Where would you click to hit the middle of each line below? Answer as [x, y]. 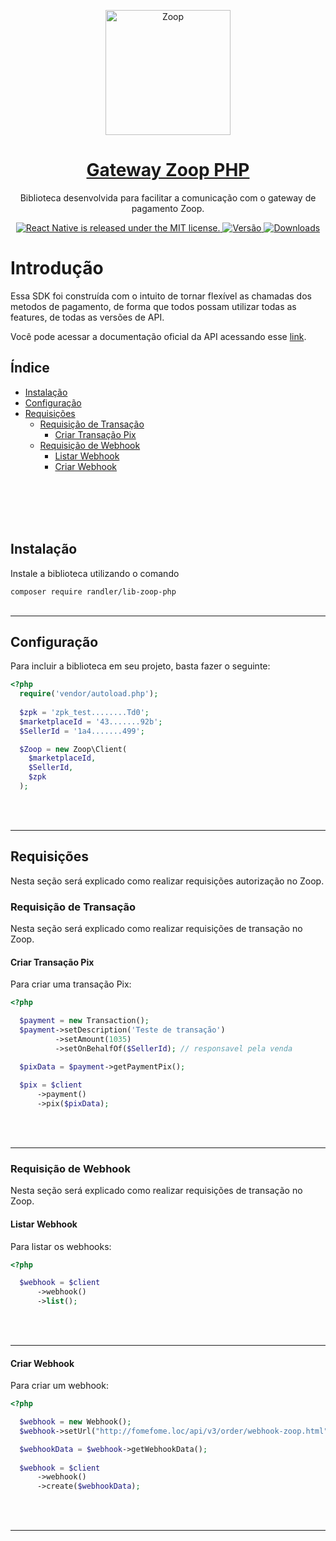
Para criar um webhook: [59, 1386]
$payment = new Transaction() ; [84, 1021]
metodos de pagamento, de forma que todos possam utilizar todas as [153, 306]
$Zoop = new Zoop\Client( [73, 749]
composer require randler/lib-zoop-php [93, 591]
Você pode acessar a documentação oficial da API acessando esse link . [158, 336]
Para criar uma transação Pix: [71, 984]
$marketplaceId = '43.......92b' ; [91, 721]
